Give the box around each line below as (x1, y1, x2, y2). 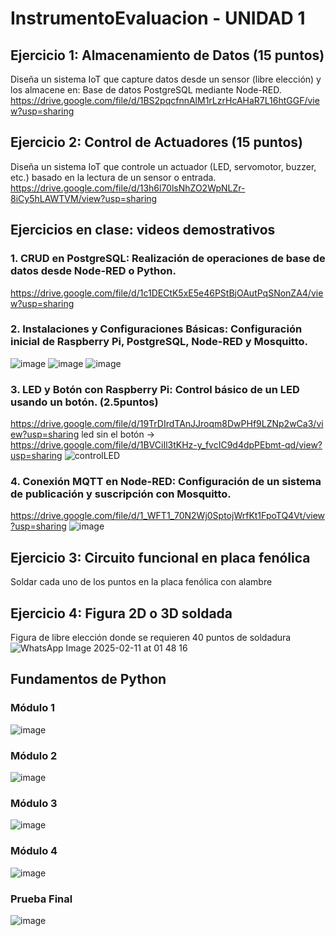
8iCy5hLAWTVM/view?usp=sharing (10, 192, 158, 204)
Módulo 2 (10, 748, 58, 762)
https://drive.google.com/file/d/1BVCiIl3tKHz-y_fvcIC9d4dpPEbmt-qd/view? (10, 439, 323, 451)
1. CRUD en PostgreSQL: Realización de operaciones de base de (10, 252, 326, 266)
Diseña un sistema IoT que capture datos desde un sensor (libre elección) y (10, 73, 322, 85)
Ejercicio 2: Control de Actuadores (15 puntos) (10, 134, 303, 151)
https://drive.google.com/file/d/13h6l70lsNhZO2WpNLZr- (10, 182, 246, 194)
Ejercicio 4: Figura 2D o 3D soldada (10, 605, 233, 622)
